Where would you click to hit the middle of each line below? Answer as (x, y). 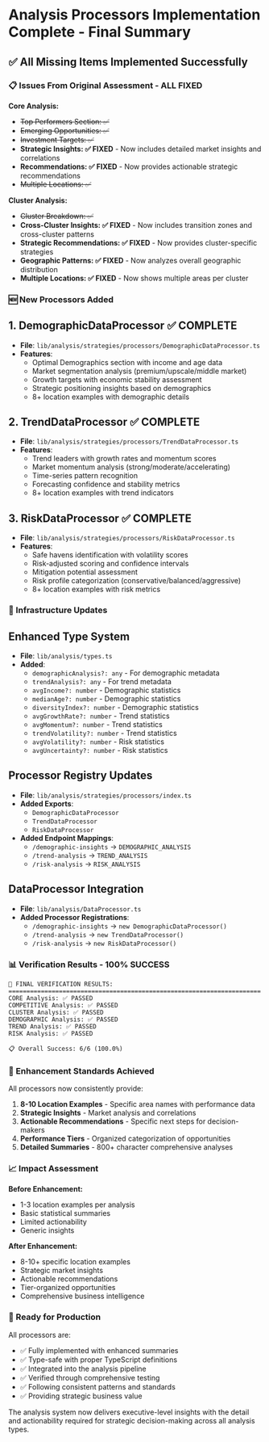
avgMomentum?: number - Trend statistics (97, 724)
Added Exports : (47, 803)
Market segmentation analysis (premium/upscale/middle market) (139, 371)
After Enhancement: (43, 1247)
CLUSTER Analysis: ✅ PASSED (56, 1012)
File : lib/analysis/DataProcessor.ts (81, 908)
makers (33, 1130)
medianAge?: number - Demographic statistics (106, 698)
